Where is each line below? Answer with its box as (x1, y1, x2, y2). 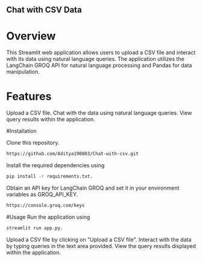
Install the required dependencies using (6, 162, 105, 169)
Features (6, 89, 52, 103)
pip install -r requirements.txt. (6, 173, 93, 180)
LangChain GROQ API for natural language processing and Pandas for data (6, 62, 192, 69)
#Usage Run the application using (6, 213, 90, 220)
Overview (6, 29, 56, 43)
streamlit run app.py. (6, 225, 63, 231)
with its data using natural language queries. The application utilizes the (6, 56, 185, 63)
